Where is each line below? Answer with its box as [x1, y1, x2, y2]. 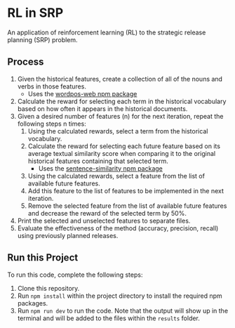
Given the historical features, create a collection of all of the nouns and [17, 74, 223, 83]
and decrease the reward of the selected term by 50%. [27, 209, 187, 217]
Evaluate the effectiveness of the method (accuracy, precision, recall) [17, 223, 219, 232]
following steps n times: [17, 119, 86, 128]
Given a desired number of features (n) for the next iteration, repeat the [17, 112, 224, 120]
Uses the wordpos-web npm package [27, 89, 137, 98]
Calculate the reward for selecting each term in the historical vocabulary [17, 97, 227, 105]
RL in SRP [7, 5, 64, 21]
